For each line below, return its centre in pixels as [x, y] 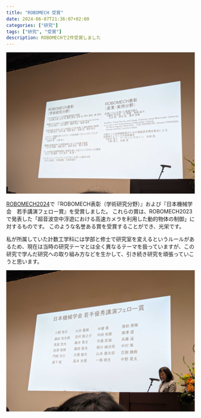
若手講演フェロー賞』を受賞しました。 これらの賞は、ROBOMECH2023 [104, 212]
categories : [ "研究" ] [32, 25]
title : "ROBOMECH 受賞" [35, 13]
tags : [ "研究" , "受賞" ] [34, 32]
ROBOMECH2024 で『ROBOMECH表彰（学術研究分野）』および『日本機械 [97, 204]
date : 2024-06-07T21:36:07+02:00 [48, 19]
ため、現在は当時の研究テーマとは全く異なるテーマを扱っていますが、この [103, 247]
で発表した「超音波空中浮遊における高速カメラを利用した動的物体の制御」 [98, 219]
